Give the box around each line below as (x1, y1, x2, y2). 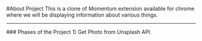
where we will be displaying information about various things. (6, 11, 158, 18)
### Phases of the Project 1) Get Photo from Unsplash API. (6, 29, 152, 35)
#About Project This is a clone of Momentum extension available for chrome (6, 5, 195, 12)
